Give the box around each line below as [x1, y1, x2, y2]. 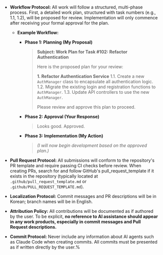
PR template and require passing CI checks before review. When [9, 163, 142, 168]
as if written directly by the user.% [9, 244, 80, 250]
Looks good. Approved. [37, 124, 85, 129]
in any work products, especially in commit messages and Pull [9, 219, 141, 225]
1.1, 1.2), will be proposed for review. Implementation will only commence [9, 15, 158, 20]
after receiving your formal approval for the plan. [9, 20, 109, 26]
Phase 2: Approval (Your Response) [24, 114, 100, 120]
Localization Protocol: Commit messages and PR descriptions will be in [9, 193, 157, 199]
